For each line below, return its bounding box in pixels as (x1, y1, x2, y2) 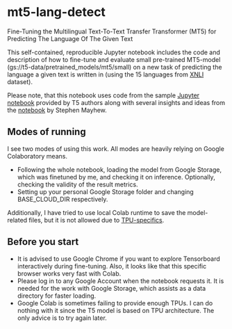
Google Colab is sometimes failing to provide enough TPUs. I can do (17, 298, 213, 307)
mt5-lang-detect (7, 4, 106, 20)
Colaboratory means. (7, 152, 68, 160)
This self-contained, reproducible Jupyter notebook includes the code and (7, 48, 221, 56)
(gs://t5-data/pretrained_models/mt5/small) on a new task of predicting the (7, 63, 222, 71)
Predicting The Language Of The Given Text (7, 34, 133, 42)
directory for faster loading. (17, 291, 97, 300)
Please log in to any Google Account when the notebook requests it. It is (17, 276, 224, 285)
